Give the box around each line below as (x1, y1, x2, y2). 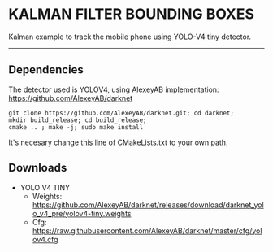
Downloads (8, 161, 67, 175)
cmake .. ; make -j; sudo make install (8, 123, 144, 131)
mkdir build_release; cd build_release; (8, 115, 148, 124)
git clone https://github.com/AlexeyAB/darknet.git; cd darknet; (8, 109, 234, 117)
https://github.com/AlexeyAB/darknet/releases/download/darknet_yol (32, 200, 264, 210)
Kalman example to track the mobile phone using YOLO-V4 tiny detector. (8, 32, 252, 41)
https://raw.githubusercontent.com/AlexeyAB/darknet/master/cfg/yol (32, 225, 262, 236)
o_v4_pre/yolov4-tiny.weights (32, 208, 132, 218)
